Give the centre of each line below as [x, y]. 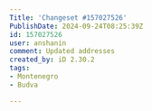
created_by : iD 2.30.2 [52, 60]
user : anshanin [38, 43]
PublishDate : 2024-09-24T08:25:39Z [76, 26]
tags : [19, 69]
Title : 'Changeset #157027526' [68, 18]
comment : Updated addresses [62, 51]
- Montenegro [34, 77]
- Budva [24, 85]
